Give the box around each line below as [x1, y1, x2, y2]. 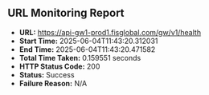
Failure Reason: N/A [18, 78, 88, 88]
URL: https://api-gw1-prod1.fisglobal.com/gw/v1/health [18, 27, 202, 37]
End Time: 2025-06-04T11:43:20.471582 [18, 44, 156, 54]
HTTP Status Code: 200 [18, 61, 100, 71]
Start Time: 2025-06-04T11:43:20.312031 [18, 36, 158, 46]
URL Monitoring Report [7, 6, 125, 20]
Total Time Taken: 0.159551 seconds [18, 53, 141, 62]
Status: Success [18, 69, 75, 79]
